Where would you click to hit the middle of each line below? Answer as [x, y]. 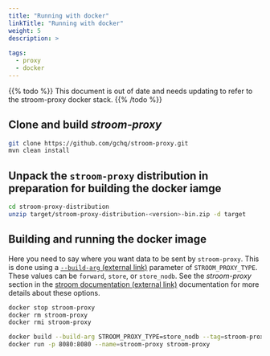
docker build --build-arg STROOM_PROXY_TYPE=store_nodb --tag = [117, 337]
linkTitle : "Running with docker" [66, 23]
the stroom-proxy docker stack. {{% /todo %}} [85, 99]
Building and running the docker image [108, 239]
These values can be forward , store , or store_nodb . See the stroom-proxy [130, 276]
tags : [17, 53]
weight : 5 [25, 31]
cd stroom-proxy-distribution [59, 207]
